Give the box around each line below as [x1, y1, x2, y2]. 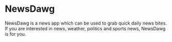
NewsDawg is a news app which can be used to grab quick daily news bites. [5, 20, 167, 26]
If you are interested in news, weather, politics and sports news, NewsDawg [5, 25, 166, 31]
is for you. [5, 31, 26, 37]
